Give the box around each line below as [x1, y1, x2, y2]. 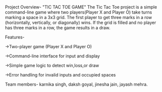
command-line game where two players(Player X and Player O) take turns [5, 9, 152, 15]
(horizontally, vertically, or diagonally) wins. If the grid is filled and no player [5, 19, 156, 25]
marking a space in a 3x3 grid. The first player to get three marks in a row [5, 15, 152, 20]
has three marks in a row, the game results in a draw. [5, 25, 111, 31]
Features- [5, 34, 25, 40]
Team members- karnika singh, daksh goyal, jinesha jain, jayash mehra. [5, 81, 148, 87]
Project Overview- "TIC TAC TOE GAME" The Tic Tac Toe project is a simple [5, 4, 157, 10]
